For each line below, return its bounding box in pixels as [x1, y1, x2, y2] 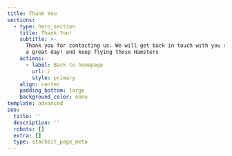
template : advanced [7, 100, 64, 107]
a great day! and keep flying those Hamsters [25, 49, 159, 56]
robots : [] [13, 126, 45, 133]
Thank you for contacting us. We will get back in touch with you [25, 42, 221, 49]
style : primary [32, 74, 76, 81]
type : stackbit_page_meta [13, 139, 88, 146]
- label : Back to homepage [25, 61, 104, 68]
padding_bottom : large [19, 87, 85, 94]
